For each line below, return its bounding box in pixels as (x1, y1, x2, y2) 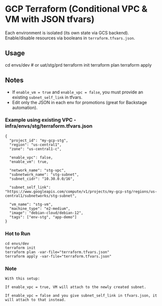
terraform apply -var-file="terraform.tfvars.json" (5, 254, 112, 259)
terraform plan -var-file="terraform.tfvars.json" (5, 250, 110, 255)
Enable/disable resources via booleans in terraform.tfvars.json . (5, 35, 135, 41)
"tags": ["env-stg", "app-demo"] (9, 215, 77, 219)
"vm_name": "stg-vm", (9, 202, 53, 207)
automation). (12, 105, 38, 110)
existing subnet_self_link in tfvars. (12, 94, 82, 100)
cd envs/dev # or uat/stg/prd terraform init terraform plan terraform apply (5, 62, 152, 68)
